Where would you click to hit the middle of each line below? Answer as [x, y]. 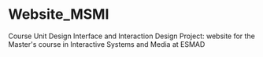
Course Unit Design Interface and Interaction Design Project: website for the [132, 36]
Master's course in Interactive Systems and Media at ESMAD [107, 44]
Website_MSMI [59, 14]
